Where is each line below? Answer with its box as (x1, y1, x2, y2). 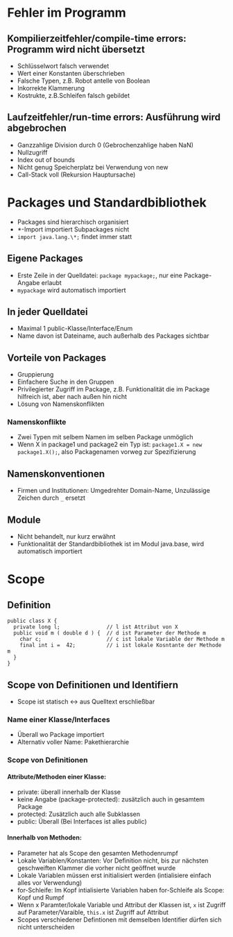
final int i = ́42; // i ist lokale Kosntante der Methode (19, 642, 222, 649)
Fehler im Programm (7, 5, 126, 21)
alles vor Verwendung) (17, 878, 83, 887)
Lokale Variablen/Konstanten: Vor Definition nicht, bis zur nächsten (17, 856, 209, 865)
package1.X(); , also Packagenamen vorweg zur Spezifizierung (17, 448, 196, 456)
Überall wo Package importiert (17, 731, 105, 739)
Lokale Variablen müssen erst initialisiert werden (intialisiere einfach (17, 871, 212, 879)
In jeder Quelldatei (7, 306, 88, 318)
